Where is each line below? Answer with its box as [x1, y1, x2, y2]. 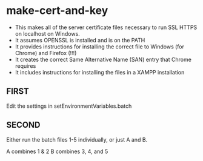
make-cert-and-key [6, 4, 108, 18]
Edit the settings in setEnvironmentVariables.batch [6, 102, 132, 110]
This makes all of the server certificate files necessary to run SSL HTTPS [15, 24, 198, 31]
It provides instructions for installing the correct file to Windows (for [15, 43, 185, 50]
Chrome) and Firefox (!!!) [15, 49, 77, 56]
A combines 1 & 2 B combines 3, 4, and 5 [6, 148, 108, 155]
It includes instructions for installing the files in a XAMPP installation [15, 68, 185, 76]
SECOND [6, 120, 41, 130]
